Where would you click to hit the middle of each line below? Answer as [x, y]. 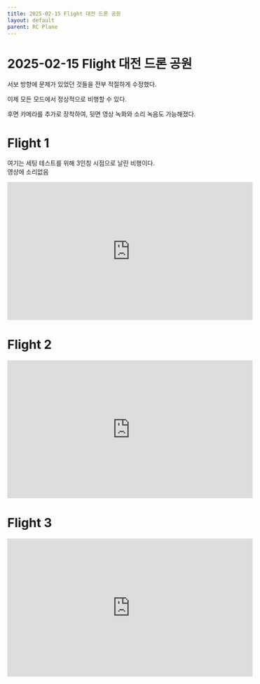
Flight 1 [28, 143]
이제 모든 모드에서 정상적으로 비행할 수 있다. [67, 100]
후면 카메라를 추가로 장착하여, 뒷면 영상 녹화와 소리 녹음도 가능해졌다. [102, 114]
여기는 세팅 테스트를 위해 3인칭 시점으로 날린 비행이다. [81, 163]
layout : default [31, 20]
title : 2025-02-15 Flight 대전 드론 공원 [64, 14]
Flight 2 [30, 345]
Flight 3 [30, 523]
